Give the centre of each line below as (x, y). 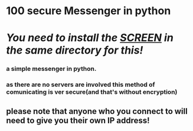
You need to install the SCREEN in (90, 38)
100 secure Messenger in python (89, 11)
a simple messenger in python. (51, 69)
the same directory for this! (75, 50)
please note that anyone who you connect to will (97, 111)
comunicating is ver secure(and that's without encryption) (92, 92)
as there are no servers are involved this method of (81, 85)
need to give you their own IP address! (78, 120)
